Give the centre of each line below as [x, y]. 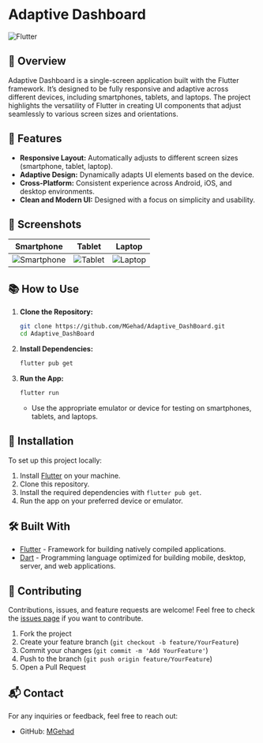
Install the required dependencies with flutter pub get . [111, 492]
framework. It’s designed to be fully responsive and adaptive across [118, 88]
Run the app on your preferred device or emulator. [101, 501]
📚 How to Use [44, 289]
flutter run [39, 392]
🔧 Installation [41, 441]
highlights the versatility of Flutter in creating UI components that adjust [125, 105]
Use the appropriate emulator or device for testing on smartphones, [141, 407]
